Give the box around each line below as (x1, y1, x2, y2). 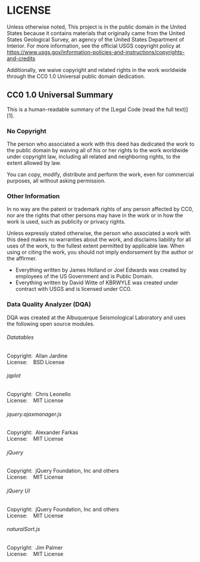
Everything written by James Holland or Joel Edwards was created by (15, 266, 187, 274)
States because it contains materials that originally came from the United (7, 29, 185, 36)
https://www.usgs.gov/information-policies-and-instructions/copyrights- (7, 48, 185, 55)
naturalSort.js (7, 526, 40, 533)
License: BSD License (7, 358, 65, 366)
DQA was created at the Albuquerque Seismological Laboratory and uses (7, 313, 186, 321)
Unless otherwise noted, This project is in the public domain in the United (7, 23, 186, 30)
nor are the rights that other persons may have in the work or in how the (7, 212, 183, 219)
